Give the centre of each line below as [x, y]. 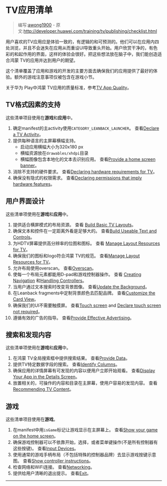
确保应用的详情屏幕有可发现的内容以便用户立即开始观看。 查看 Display [84, 371]
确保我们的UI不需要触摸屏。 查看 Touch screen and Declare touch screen [87, 305]
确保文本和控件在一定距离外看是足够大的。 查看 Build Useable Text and [85, 231]
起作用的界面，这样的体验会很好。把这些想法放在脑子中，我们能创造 [88, 54]
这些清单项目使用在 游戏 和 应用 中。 [40, 118]
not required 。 [28, 311]
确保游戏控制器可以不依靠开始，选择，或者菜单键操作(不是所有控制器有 [85, 442]
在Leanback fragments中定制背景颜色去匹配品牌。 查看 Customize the [84, 293]
